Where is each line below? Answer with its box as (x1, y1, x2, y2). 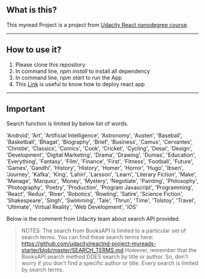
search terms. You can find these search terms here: (21, 234, 154, 241)
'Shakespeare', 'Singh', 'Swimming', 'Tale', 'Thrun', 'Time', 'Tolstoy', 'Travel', (6, 197, 196, 204)
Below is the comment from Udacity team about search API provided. (6, 215, 181, 223)
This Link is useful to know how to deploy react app (15, 80, 145, 87)
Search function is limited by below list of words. (6, 120, 129, 127)
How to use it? (6, 45, 62, 55)
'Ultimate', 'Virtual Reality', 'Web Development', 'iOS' (6, 203, 138, 210)
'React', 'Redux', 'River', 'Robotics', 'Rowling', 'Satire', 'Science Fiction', (6, 190, 184, 198)
